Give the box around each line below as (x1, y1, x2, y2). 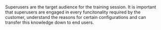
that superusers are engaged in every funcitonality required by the (5, 9, 141, 15)
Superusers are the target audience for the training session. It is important (5, 4, 157, 10)
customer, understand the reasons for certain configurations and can (5, 15, 146, 20)
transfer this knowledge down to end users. (5, 19, 94, 25)
